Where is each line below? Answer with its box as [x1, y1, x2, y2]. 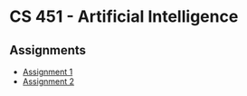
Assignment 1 [22, 66, 73, 77]
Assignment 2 [22, 76, 75, 87]
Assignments [9, 43, 87, 58]
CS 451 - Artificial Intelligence [9, 6, 239, 27]
